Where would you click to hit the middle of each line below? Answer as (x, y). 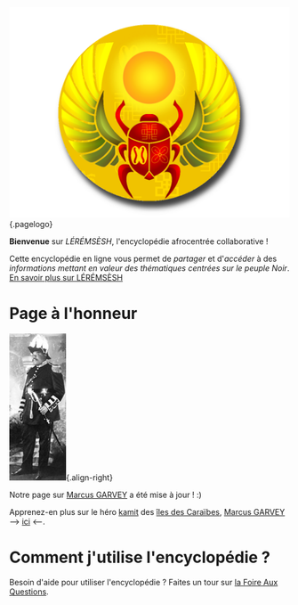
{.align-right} (90, 477)
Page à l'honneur (73, 314)
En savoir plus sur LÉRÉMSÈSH (66, 278)
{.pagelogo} (31, 224)
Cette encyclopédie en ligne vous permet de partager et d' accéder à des (143, 258)
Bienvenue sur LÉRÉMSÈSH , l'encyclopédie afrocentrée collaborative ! (139, 241)
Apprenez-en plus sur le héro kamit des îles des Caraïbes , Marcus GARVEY (147, 511)
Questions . (29, 592)
